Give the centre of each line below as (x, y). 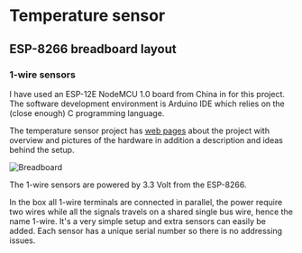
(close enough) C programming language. (87, 113)
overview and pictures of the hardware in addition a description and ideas (146, 140)
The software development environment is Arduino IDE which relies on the (147, 104)
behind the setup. (42, 149)
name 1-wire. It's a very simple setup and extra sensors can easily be (137, 221)
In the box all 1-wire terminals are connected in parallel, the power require (146, 202)
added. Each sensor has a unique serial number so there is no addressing (146, 230)
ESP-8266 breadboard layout (93, 49)
